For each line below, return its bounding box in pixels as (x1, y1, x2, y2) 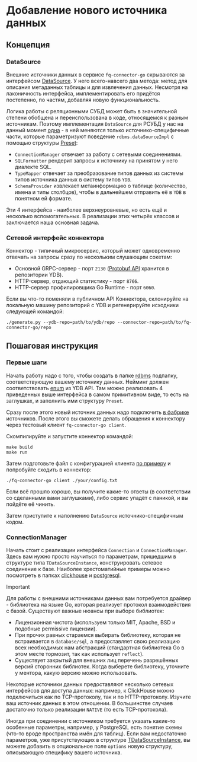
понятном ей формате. (14, 195, 73, 202)
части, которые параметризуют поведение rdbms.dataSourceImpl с (6, 133, 175, 140)
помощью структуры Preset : (6, 139, 78, 146)
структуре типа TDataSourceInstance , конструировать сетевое (6, 559, 163, 566)
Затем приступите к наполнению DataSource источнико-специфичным (6, 512, 183, 519)
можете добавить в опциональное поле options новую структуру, (6, 742, 173, 750)
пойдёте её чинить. (6, 500, 55, 508)
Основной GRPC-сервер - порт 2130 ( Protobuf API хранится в (14, 265, 170, 272)
